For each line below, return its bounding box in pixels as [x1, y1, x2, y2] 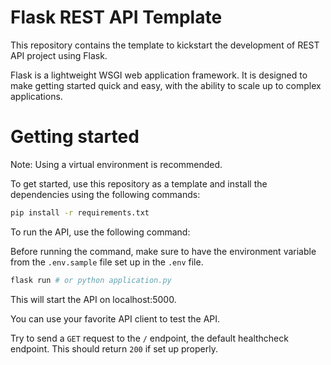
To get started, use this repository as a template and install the [10, 177, 268, 190]
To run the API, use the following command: [10, 226, 191, 238]
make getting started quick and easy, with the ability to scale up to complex [10, 79, 322, 91]
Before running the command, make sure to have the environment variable [10, 245, 317, 257]
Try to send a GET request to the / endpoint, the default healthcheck [10, 332, 289, 344]
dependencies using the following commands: [10, 188, 201, 200]
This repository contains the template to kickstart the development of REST [10, 39, 320, 51]
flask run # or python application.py [10, 275, 172, 285]
